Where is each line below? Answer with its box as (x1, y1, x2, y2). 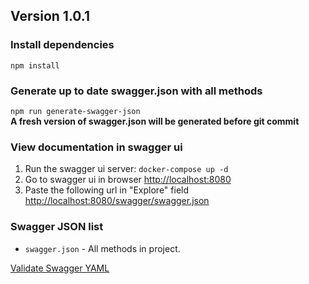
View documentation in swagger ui (10, 140, 183, 154)
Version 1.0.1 (10, 8, 91, 25)
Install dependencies (10, 38, 115, 52)
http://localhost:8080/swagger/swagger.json (24, 195, 210, 207)
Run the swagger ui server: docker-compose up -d (24, 163, 229, 175)
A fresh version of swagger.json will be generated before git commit (10, 115, 300, 127)
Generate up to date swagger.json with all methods (10, 84, 263, 98)
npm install (10, 60, 60, 71)
